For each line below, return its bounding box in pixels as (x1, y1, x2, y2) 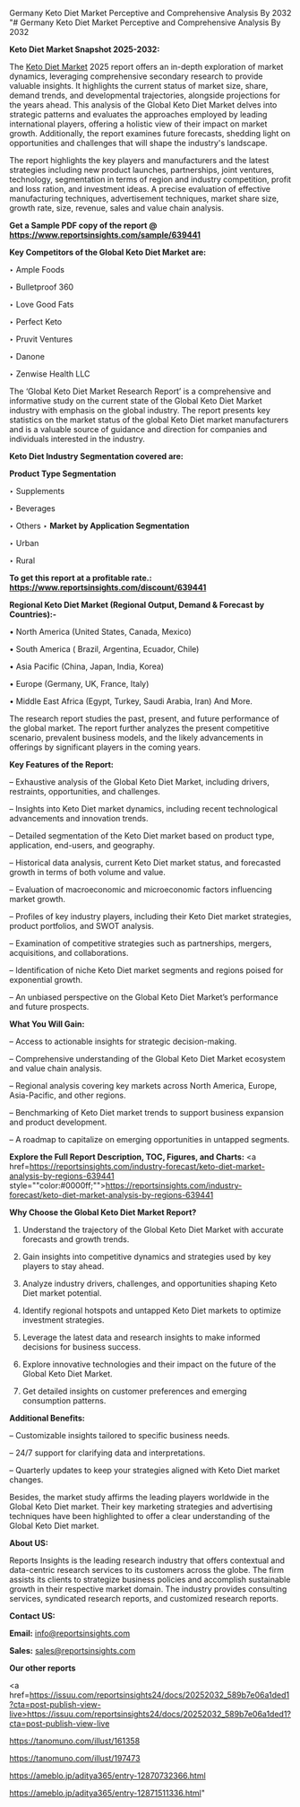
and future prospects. (9, 1002, 90, 1012)
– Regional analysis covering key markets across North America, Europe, (9, 1081, 278, 1090)
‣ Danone (9, 352, 45, 361)
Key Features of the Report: (9, 760, 115, 769)
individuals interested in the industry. (9, 434, 146, 444)
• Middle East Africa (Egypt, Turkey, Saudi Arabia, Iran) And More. (9, 696, 253, 707)
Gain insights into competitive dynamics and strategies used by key (21, 1251, 271, 1262)
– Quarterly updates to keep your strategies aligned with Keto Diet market (9, 1465, 280, 1475)
